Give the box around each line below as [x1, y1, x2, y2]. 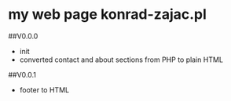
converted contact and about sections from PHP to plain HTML [19, 55, 224, 64]
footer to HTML [19, 85, 69, 95]
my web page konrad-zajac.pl [8, 5, 207, 23]
